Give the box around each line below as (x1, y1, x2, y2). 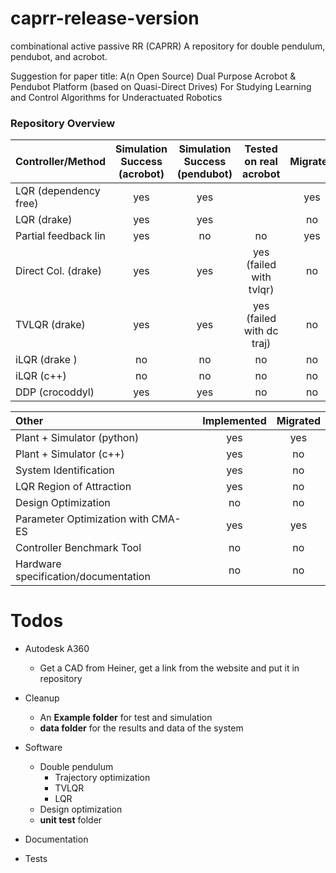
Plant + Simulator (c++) (15, 447, 125, 461)
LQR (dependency (15, 184, 101, 198)
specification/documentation (15, 570, 151, 584)
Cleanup (24, 692, 60, 704)
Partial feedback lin (15, 229, 107, 243)
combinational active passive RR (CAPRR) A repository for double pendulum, (10, 40, 326, 52)
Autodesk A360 (24, 643, 90, 655)
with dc (243, 324, 279, 338)
